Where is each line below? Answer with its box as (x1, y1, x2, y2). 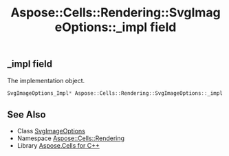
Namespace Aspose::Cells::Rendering (17, 134, 125, 142)
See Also (7, 109, 46, 120)
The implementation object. (7, 76, 85, 85)
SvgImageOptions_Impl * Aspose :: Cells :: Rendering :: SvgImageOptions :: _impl (7, 89, 223, 97)
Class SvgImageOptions (17, 127, 86, 135)
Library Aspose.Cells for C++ (17, 142, 100, 150)
